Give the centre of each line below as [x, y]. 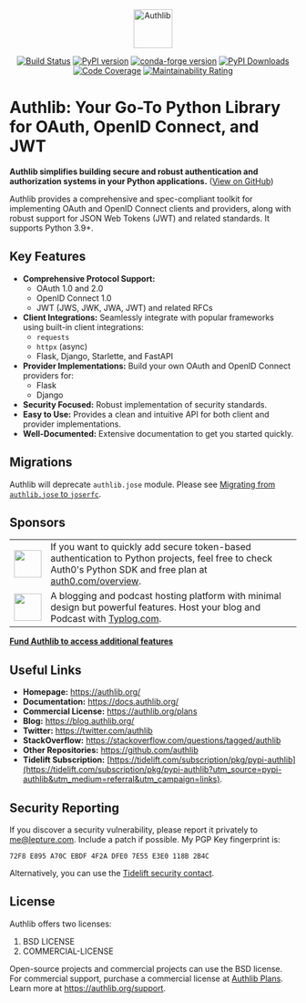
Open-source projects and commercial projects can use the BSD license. [146, 968]
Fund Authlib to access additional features [92, 641]
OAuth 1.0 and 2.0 [70, 288]
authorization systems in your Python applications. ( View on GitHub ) [142, 181]
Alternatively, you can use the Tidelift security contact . [112, 873]
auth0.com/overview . [96, 581]
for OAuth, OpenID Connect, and [134, 127]
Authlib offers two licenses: [61, 924]
